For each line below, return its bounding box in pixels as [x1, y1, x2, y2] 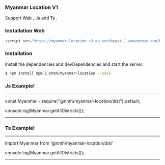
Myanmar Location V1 [5, 4, 58, 11]
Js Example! [5, 82, 35, 89]
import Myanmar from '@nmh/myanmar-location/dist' [5, 140, 113, 146]
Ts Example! [5, 124, 35, 131]
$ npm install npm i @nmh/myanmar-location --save [5, 71, 111, 76]
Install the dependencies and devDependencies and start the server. [5, 61, 144, 67]
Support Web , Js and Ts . [5, 15, 57, 21]
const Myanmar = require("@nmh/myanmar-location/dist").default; [5, 98, 140, 104]
